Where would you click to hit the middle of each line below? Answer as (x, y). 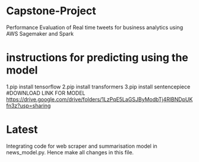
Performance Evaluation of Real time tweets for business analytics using (94, 27)
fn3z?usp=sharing (29, 106)
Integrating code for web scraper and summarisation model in (82, 146)
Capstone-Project (51, 11)
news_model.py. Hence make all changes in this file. (70, 152)
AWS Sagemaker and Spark (40, 33)
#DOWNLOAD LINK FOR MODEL (46, 93)
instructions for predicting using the (97, 58)
